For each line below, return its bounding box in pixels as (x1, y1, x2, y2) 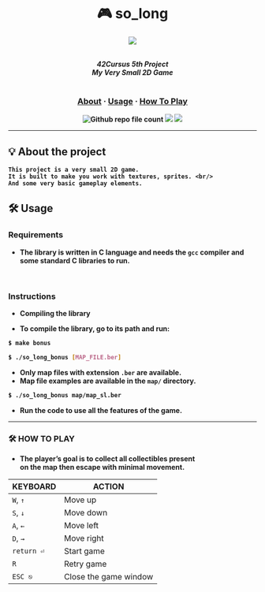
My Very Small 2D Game (91, 67, 174, 77)
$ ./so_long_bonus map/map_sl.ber (8, 391, 122, 399)
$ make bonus (8, 339, 51, 348)
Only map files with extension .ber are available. (19, 367, 182, 377)
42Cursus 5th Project (96, 59, 169, 69)
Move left (64, 519, 99, 531)
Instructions (8, 291, 57, 302)
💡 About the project (8, 145, 106, 158)
